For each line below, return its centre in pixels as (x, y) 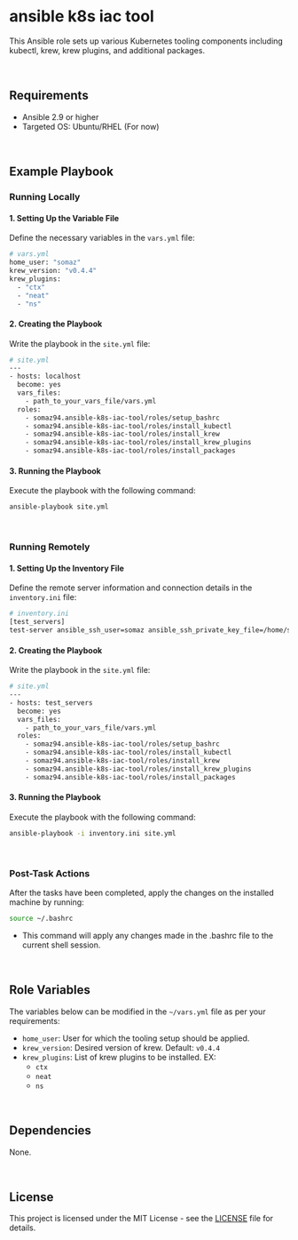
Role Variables (50, 990)
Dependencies (50, 1131)
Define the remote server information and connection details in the (131, 588)
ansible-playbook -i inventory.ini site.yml (93, 833)
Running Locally (45, 197)
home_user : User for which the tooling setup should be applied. (136, 1038)
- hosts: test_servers (51, 703)
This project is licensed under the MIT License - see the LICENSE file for (141, 1219)
